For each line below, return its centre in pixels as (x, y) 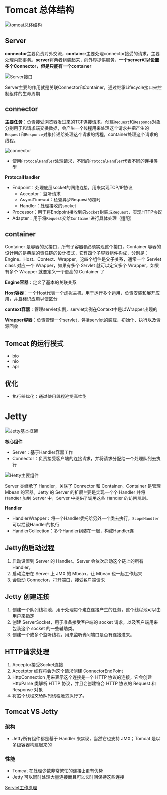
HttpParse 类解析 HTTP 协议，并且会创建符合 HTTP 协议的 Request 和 (84, 683)
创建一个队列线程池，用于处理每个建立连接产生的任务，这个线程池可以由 (86, 609)
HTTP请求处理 (27, 651)
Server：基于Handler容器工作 (42, 452)
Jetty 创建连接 (27, 597)
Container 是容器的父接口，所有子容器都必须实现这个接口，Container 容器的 (83, 247)
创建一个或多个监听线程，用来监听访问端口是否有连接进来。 (73, 634)
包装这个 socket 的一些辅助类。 (44, 628)
